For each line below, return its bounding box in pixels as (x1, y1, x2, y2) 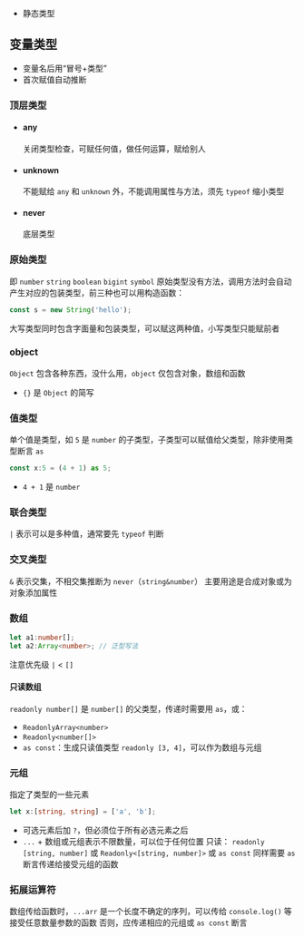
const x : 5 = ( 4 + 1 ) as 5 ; (9, 463, 112, 473)
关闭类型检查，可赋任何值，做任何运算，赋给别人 (22, 143, 206, 154)
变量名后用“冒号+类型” (22, 63, 107, 73)
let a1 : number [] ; (9, 633, 75, 642)
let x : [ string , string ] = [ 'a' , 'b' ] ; (9, 807, 156, 816)
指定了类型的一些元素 (9, 789, 89, 800)
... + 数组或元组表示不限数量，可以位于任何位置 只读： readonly (22, 836, 265, 846)
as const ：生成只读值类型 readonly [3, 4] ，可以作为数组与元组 (22, 742, 262, 753)
